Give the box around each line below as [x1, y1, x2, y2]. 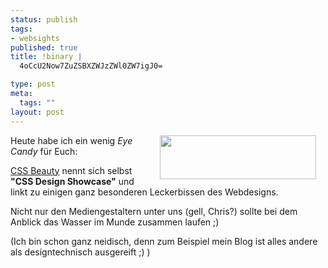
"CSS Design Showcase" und [10, 175, 135, 187]
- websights [10, 33, 60, 43]
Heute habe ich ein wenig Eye [10, 134, 133, 146]
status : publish [10, 14, 78, 25]
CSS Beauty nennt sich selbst [10, 164, 133, 176]
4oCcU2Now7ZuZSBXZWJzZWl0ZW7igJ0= [19, 61, 163, 71]
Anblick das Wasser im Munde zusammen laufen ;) [10, 216, 220, 228]
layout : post [10, 107, 65, 117]
